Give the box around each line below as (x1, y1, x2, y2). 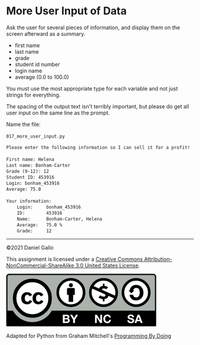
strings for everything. (6, 91, 61, 98)
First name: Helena (6, 156, 55, 162)
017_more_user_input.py (6, 133, 65, 139)
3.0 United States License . (75, 262, 140, 269)
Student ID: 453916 (6, 174, 55, 180)
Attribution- (143, 255, 173, 263)
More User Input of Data (6, 4, 127, 18)
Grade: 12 (17, 228, 52, 234)
